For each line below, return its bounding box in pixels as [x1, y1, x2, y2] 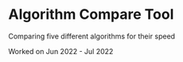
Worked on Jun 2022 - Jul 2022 [8, 46, 114, 56]
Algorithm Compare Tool [8, 5, 174, 24]
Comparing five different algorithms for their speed [8, 31, 176, 41]
